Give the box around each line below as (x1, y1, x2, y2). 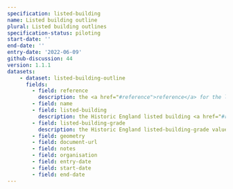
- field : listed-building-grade (32, 119, 126, 127)
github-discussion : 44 (7, 55, 73, 62)
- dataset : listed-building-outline (19, 74, 126, 82)
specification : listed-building (7, 10, 101, 17)
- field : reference (32, 87, 89, 94)
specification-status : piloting (7, 29, 101, 37)
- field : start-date (32, 164, 92, 172)
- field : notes (32, 145, 76, 152)
